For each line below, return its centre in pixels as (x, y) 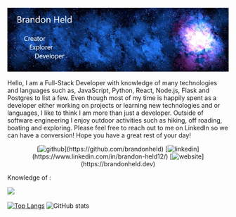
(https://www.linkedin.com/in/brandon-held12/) (100, 156)
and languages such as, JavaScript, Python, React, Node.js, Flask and (108, 91)
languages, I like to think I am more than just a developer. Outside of (105, 113)
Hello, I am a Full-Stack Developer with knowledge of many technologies (112, 83)
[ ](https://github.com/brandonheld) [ (102, 149)
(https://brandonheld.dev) (118, 164)
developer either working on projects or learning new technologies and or (114, 106)
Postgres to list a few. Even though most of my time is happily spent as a (112, 98)
